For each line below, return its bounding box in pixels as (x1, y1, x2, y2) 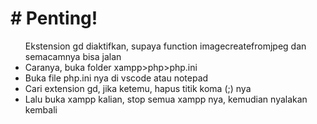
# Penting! (10, 7, 98, 30)
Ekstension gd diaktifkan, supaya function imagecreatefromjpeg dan (24, 40, 307, 52)
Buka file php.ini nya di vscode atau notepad (24, 72, 209, 84)
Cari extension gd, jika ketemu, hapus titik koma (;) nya (24, 82, 252, 94)
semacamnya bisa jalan (24, 50, 122, 62)
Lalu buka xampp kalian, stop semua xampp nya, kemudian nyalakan (24, 93, 308, 105)
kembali (24, 103, 58, 116)
